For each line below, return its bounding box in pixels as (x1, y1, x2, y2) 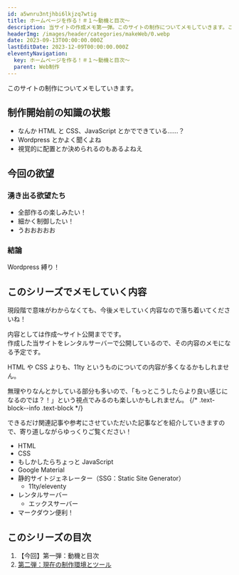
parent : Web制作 (14, 63, 60, 70)
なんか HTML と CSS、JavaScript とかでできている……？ (17, 127, 185, 135)
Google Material (17, 465, 65, 474)
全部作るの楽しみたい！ (17, 208, 87, 217)
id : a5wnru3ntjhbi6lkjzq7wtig (7, 10, 97, 18)
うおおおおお (17, 226, 55, 235)
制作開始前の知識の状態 (7, 107, 110, 119)
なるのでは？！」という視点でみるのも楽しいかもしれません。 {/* (7, 396, 198, 404)
